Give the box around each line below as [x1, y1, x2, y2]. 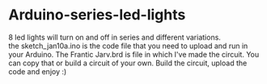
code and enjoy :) [8, 66, 67, 76]
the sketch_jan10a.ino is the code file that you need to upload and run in [8, 40, 248, 50]
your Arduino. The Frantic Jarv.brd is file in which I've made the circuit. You [8, 49, 260, 59]
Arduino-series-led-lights [8, 6, 186, 24]
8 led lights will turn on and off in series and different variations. [8, 32, 221, 42]
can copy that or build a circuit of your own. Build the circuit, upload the [8, 58, 248, 68]
